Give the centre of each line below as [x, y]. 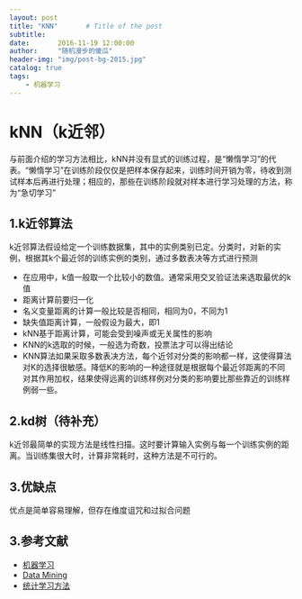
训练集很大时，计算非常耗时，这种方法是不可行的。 [127, 456]
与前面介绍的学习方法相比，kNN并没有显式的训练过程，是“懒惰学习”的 [139, 159]
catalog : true [36, 68]
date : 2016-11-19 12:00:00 [72, 43]
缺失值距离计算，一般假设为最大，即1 [91, 322]
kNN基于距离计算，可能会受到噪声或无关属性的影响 [117, 333]
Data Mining [44, 575]
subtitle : [28, 34]
